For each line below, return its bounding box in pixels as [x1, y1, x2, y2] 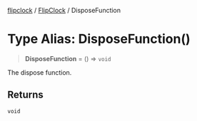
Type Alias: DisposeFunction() [7, 31, 191, 47]
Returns [7, 89, 44, 101]
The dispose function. [7, 68, 72, 77]
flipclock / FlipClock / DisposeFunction [7, 6, 121, 14]
